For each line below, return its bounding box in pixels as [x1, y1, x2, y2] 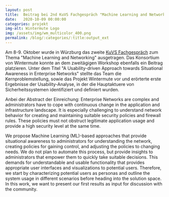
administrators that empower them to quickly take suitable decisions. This [5, 154, 158, 160]
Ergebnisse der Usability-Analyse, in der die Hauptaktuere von [5, 81, 134, 87]
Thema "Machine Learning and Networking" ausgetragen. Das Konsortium [5, 54, 159, 60]
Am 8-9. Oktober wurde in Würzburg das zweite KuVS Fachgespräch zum [5, 49, 158, 55]
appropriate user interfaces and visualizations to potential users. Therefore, [5, 164, 162, 171]
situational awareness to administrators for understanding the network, [5, 138, 152, 144]
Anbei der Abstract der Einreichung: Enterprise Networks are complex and [5, 96, 159, 102]
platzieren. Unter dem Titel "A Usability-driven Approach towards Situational [5, 65, 163, 71]
